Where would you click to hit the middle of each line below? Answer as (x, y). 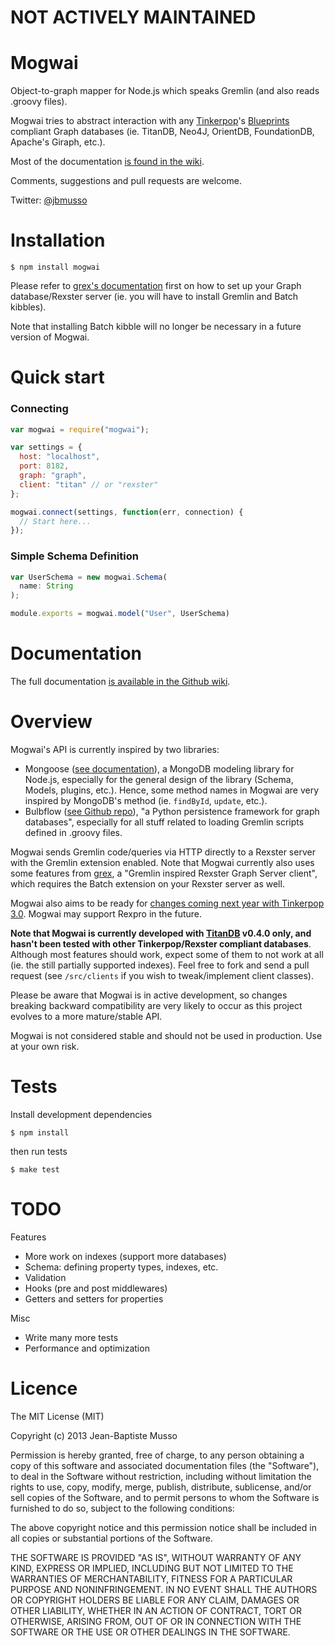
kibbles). (28, 307)
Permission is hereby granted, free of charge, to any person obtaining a (157, 1455)
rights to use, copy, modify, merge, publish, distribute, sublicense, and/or (161, 1487)
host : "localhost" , (60, 457)
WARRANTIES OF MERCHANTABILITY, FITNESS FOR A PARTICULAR (151, 1578)
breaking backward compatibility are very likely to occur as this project (156, 1005)
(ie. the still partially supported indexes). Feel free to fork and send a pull (160, 965)
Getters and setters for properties (94, 1298)
